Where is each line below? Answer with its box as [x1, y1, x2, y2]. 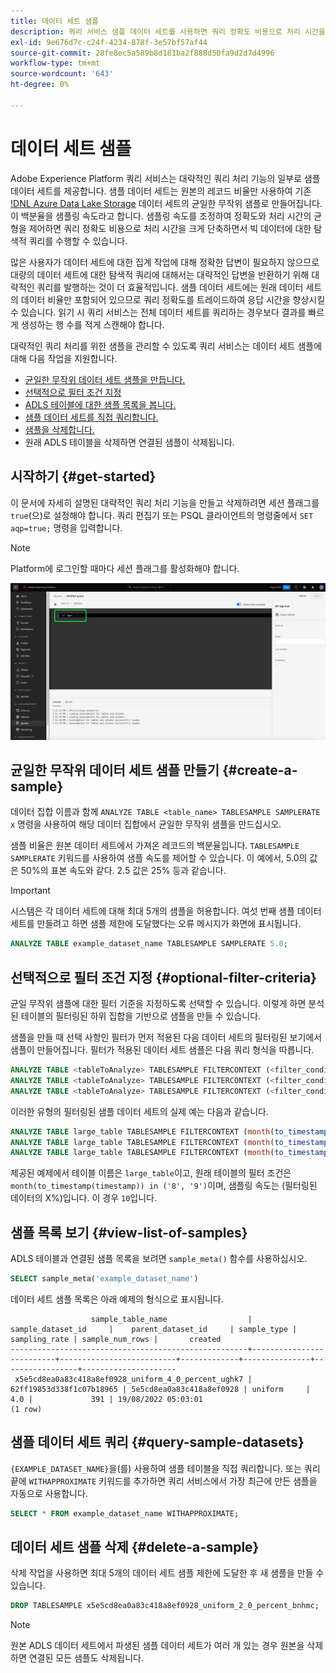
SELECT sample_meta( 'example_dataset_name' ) [10, 1274, 199, 1284]
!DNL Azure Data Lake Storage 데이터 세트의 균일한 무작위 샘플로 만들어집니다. [10, 197, 323, 209]
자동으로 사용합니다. [10, 1487, 88, 1499]
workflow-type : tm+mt [10, 58, 101, 69]
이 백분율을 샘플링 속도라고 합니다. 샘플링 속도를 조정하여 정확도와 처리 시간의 [10, 210, 312, 222]
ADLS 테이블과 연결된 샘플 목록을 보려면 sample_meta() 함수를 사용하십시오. [10, 1253, 308, 1265]
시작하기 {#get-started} [10, 468, 157, 485]
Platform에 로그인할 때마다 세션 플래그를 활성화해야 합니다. [10, 562, 240, 574]
